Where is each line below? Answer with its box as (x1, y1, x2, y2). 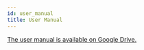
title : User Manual (7, 16, 63, 23)
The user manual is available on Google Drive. (7, 35, 137, 43)
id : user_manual (7, 10, 53, 17)
